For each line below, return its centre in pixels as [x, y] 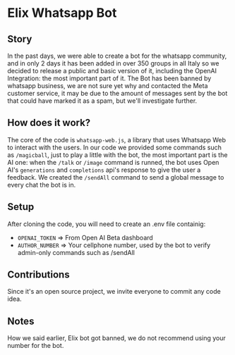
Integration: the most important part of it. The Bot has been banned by [109, 78]
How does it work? [49, 123]
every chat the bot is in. [42, 185]
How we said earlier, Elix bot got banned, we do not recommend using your [116, 338]
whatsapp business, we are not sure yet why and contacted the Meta [108, 86]
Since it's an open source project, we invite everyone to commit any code [114, 292]
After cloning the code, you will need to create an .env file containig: [107, 224]
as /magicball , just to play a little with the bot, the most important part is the [117, 155]
